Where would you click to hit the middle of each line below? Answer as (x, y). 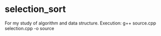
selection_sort (35, 9)
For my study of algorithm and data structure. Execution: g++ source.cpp (80, 23)
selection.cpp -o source (29, 28)
